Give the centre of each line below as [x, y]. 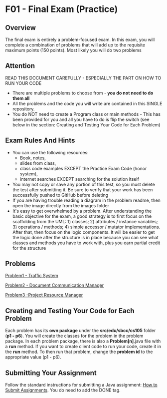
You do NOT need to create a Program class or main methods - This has [86, 114]
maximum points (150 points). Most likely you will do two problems [74, 50]
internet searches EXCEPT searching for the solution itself [80, 179]
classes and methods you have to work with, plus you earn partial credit [86, 243]
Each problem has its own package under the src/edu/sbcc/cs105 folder [81, 331]
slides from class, [38, 163]
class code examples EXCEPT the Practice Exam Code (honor [83, 168]
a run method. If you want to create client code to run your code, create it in [83, 347]
